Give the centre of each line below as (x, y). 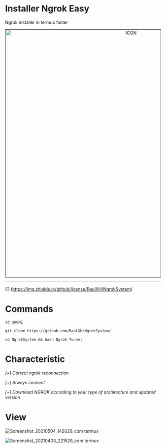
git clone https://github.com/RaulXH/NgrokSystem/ (58, 331)
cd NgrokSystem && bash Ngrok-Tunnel (44, 340)
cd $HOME (14, 322)
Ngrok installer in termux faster (36, 22)
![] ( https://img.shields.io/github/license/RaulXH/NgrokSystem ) (69, 289)
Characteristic (35, 359)
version (13, 397)
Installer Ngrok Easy (47, 9)
